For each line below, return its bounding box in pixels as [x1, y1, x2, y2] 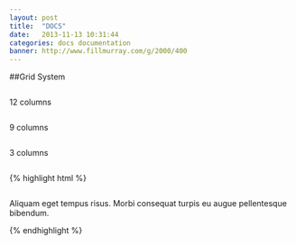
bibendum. [9, 208, 50, 219]
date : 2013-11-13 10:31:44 [9, 30, 119, 39]
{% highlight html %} [9, 173, 88, 184]
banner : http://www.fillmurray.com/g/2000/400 [9, 47, 188, 56]
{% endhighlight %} [9, 225, 83, 236]
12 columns [9, 96, 52, 108]
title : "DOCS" [9, 22, 67, 31]
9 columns [9, 122, 49, 133]
